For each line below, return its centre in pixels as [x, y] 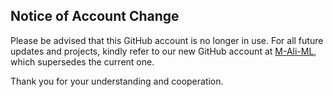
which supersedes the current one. [82, 61]
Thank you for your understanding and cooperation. [117, 81]
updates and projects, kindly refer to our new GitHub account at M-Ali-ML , [163, 51]
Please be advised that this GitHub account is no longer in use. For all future [167, 40]
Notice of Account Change [95, 16]
